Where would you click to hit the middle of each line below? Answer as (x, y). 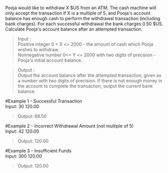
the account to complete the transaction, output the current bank (85, 86)
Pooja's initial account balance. (50, 60)
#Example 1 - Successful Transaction (44, 101)
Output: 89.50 (32, 116)
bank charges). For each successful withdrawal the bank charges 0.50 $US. (84, 24)
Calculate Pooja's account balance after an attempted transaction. (74, 29)
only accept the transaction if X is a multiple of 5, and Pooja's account (78, 13)
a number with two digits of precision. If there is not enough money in (90, 81)
